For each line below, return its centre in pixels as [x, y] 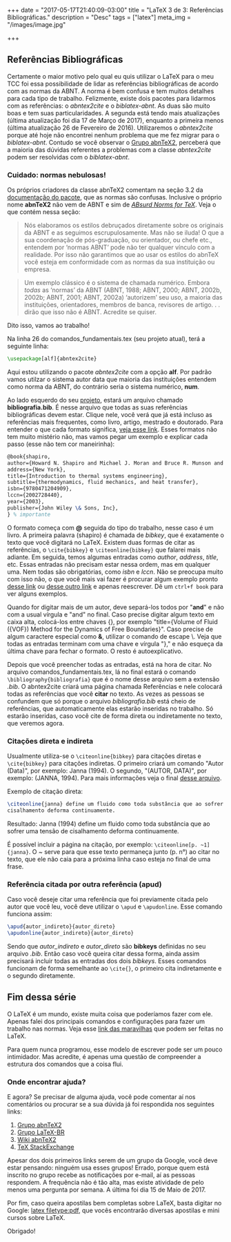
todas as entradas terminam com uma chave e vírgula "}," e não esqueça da [115, 643]
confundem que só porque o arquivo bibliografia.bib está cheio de [101, 701]
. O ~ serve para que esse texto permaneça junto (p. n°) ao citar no [124, 851]
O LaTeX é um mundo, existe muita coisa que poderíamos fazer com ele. [110, 1013]
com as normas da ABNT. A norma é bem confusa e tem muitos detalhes [111, 91]
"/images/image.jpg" [37, 25]
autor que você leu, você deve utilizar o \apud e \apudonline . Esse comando [115, 906]
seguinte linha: [28, 346]
